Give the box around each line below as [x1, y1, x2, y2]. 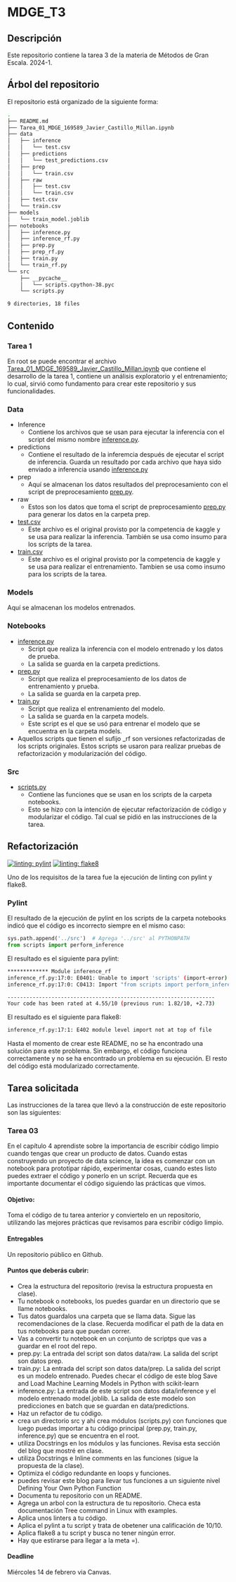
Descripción [7, 32, 62, 44]
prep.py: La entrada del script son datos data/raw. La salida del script [17, 1349, 218, 1358]
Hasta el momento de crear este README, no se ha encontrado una [7, 1039, 204, 1048]
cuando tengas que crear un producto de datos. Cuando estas [7, 1149, 188, 1158]
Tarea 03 [7, 1125, 39, 1135]
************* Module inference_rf [7, 968, 112, 975]
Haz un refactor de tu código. [17, 1409, 103, 1417]
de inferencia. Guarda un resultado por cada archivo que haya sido [27, 458, 222, 467]
